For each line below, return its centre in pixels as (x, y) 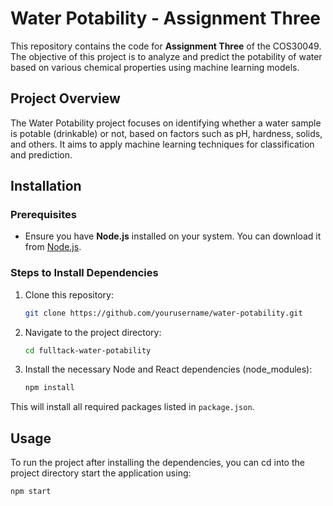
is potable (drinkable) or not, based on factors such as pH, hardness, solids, (166, 133)
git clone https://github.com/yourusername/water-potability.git (163, 313)
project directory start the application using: (101, 473)
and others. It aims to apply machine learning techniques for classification (162, 144)
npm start (31, 492)
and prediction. (41, 154)
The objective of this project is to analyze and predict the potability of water (166, 56)
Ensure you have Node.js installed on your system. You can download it (173, 236)
